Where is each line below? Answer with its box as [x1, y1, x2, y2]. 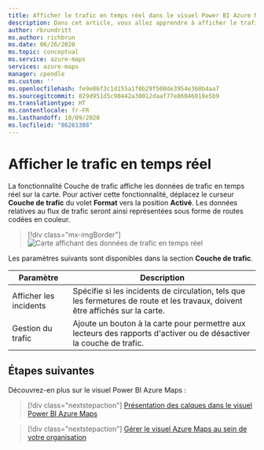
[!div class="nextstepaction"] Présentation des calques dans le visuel [27, 400, 253, 410]
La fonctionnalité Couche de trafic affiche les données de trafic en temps [8, 181, 245, 190]
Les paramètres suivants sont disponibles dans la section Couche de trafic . [8, 253, 254, 263]
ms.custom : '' [8, 77, 55, 85]
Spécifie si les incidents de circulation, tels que [72, 285, 246, 296]
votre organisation [27, 432, 86, 441]
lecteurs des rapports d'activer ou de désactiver [72, 327, 251, 338]
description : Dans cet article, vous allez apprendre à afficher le [8, 19, 237, 27]
